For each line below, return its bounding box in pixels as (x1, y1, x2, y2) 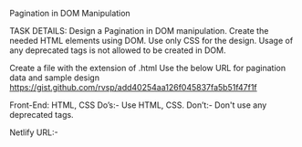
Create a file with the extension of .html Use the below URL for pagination (9, 63, 286, 73)
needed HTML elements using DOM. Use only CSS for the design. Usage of (9, 36, 294, 46)
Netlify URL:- (9, 127, 58, 138)
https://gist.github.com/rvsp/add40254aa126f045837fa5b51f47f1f (9, 82, 257, 92)
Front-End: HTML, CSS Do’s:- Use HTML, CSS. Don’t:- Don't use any (9, 100, 267, 110)
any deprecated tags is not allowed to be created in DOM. (9, 45, 226, 56)
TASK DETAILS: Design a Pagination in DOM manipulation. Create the (9, 26, 269, 36)
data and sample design (9, 72, 100, 83)
